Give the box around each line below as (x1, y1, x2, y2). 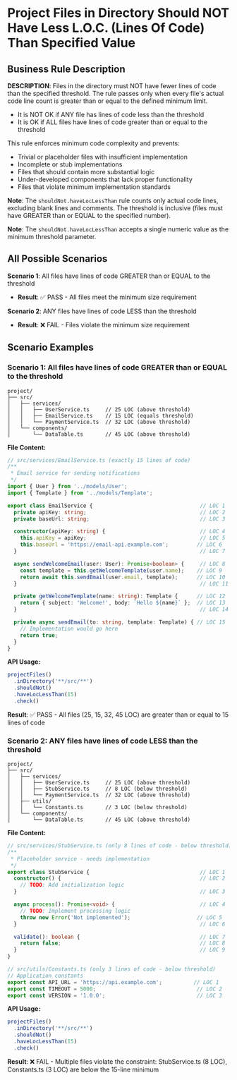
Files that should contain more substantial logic (17, 168, 155, 176)
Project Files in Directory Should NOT (7, 5, 230, 21)
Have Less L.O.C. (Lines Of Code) (7, 20, 205, 36)
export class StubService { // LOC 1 (7, 868, 226, 875)
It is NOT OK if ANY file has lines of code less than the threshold (17, 111, 205, 119)
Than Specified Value (7, 35, 136, 51)
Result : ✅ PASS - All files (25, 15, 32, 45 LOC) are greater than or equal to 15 (7, 710, 229, 719)
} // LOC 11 (13, 580, 229, 587)
